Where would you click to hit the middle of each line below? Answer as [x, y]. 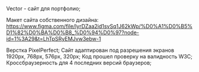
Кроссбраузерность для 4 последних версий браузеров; [79, 63]
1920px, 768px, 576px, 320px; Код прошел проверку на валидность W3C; [99, 56]
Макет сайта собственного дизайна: [52, 20]
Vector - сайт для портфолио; [43, 9]
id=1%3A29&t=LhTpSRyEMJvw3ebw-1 [54, 39]
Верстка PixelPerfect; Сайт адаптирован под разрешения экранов [90, 50]
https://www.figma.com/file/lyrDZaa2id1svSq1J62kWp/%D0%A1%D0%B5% [99, 26]
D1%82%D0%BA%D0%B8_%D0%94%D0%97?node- [73, 32]
